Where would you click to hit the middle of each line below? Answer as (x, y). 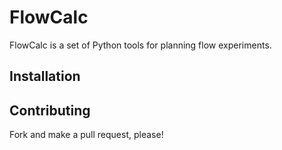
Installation (45, 76)
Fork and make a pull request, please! (86, 135)
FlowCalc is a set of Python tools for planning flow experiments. (140, 45)
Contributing (50, 110)
